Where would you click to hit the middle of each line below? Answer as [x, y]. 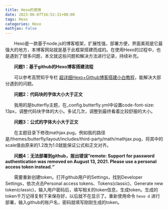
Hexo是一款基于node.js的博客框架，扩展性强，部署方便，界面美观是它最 [89, 44]
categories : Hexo [23, 24]
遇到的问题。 [23, 84]
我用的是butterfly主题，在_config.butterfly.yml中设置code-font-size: [84, 105]
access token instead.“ [30, 167]
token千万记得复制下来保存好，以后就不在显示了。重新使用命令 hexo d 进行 [83, 196]
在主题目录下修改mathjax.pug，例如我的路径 [60, 133]
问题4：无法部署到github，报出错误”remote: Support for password [85, 156]
